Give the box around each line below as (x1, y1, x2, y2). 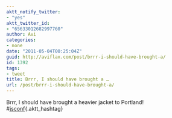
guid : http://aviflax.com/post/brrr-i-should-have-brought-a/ (6, 54, 166, 60)
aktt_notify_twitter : (6, 8, 61, 15)
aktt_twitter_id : (6, 20, 50, 26)
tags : (6, 65, 20, 71)
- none (6, 43, 23, 49)
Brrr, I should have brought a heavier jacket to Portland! (6, 99, 144, 106)
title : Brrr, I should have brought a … (6, 76, 110, 82)
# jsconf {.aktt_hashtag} (6, 105, 63, 112)
